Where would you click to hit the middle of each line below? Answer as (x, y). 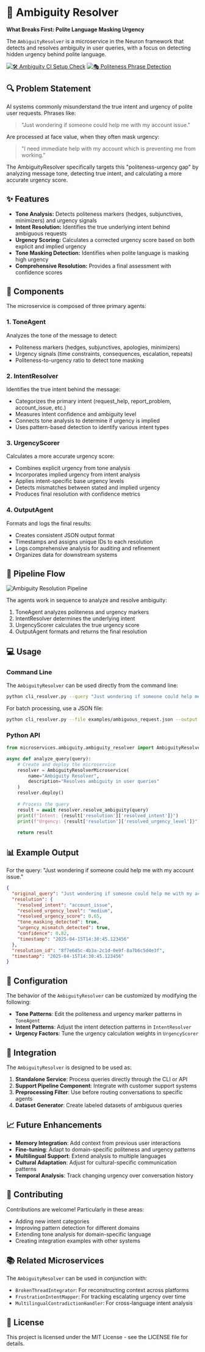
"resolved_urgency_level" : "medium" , (65, 911)
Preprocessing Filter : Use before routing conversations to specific (99, 1092)
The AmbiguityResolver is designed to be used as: (69, 1067)
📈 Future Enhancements (54, 1125)
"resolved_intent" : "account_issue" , (65, 905)
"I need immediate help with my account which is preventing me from (109, 149)
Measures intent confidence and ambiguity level (76, 414)
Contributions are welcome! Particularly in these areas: (75, 1209)
